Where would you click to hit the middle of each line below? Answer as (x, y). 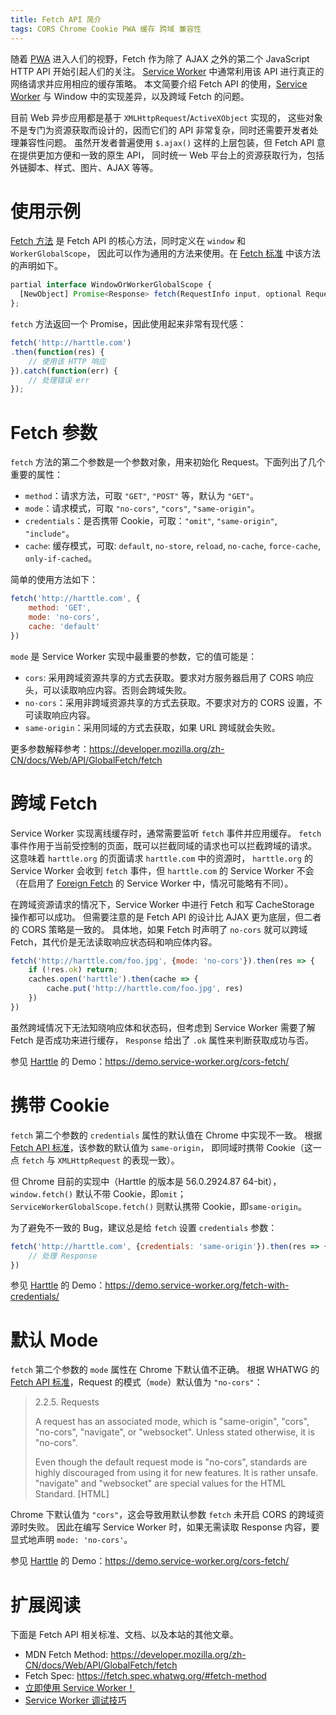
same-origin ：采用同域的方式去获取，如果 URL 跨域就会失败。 (152, 727)
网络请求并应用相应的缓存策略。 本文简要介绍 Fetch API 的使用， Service (159, 83)
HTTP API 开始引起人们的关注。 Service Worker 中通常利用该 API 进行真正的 (167, 71)
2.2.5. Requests (67, 1402)
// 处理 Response (63, 1256)
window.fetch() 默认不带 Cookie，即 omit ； (98, 1193)
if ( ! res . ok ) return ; (73, 970)
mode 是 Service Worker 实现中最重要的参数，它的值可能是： (134, 656)
